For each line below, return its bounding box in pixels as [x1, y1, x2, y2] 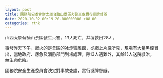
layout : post [5, 7, 32, 12]
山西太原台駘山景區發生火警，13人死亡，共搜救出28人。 [5, 35, 117, 40]
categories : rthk [5, 20, 40, 26]
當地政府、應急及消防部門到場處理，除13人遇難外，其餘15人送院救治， [13, 51, 155, 57]
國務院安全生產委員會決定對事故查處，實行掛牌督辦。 [5, 68, 112, 74]
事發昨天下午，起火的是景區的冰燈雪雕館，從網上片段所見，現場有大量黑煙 [5, 45, 154, 51]
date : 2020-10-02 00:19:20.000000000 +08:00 [5, 16, 97, 21]
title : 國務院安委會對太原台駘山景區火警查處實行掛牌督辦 [5, 12, 108, 17]
